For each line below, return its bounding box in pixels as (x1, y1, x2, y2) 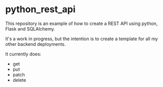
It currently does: (5, 51, 42, 57)
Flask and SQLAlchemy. (5, 25, 55, 32)
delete (12, 77, 27, 83)
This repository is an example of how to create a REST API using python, (5, 20, 158, 26)
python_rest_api (5, 4, 76, 15)
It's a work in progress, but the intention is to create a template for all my (5, 36, 158, 42)
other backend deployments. (5, 41, 66, 47)
